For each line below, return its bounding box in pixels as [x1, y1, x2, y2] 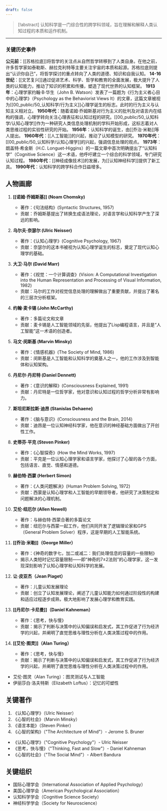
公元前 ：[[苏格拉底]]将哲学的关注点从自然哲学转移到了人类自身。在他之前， [5, 58, 160, 64]
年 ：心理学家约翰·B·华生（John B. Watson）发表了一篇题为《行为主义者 [5, 89, 152, 95]
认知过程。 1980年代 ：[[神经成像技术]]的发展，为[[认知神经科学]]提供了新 [5, 157, 156, 163]
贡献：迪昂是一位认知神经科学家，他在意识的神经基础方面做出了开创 [20, 422, 160, 428]
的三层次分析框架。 [20, 294, 60, 300]
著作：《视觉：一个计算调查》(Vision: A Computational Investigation [20, 271, 157, 277]
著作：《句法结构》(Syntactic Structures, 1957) [20, 204, 114, 210]
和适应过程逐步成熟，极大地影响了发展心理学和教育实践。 [20, 596, 138, 602]
